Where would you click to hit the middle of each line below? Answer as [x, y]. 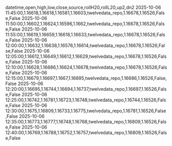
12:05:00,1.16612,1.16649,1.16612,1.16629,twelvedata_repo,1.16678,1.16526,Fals [86, 56]
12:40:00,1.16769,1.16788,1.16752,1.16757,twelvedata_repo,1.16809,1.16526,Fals [86, 132]
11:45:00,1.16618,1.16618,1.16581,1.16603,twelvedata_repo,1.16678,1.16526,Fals [85, 13]
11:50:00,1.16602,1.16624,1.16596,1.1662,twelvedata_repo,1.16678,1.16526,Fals [85, 24]
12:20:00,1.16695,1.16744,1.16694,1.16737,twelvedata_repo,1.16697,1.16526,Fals [86, 89]
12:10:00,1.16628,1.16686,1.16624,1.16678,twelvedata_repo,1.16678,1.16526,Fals [86, 67]
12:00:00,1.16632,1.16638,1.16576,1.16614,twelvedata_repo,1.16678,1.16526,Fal [85, 45]
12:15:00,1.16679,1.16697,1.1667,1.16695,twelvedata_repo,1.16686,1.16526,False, [86, 78]
